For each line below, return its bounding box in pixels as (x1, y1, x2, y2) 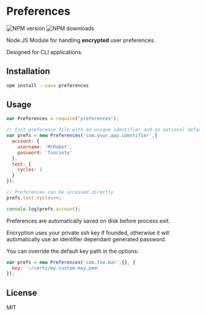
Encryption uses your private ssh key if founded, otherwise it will (6, 229, 170, 236)
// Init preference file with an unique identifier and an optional (6, 127, 185, 133)
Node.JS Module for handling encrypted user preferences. (6, 36, 156, 44)
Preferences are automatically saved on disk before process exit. (6, 217, 170, 225)
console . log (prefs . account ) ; (6, 206, 81, 212)
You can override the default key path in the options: (6, 247, 139, 255)
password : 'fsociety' (17, 149, 72, 156)
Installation (6, 66, 50, 77)
